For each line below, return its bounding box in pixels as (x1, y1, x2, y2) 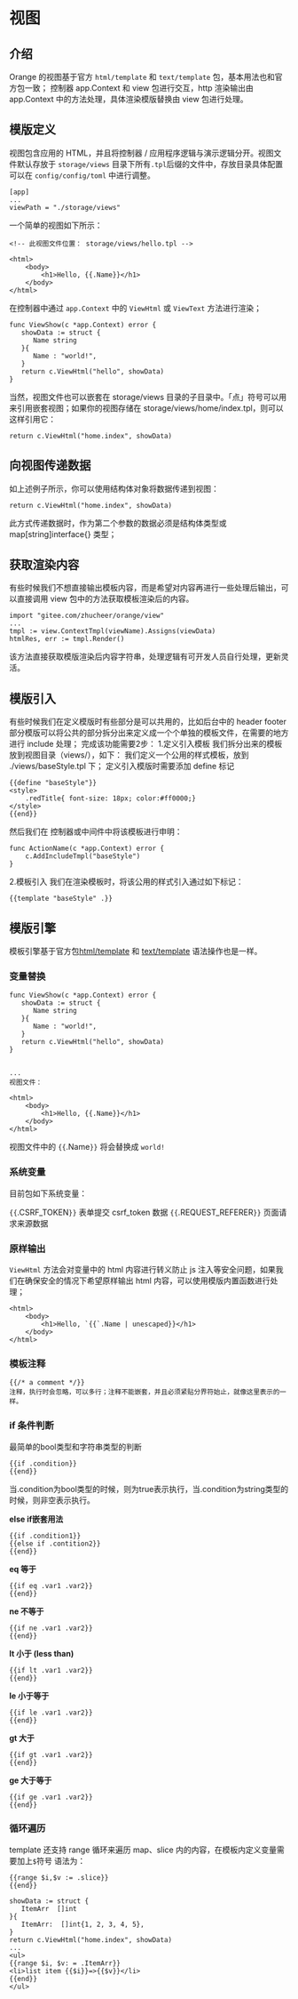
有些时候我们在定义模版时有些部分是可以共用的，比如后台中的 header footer (9, 717, 286, 727)
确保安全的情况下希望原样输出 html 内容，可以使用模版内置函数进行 (24, 1275, 271, 1286)
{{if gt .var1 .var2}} (9, 1750, 93, 1759)
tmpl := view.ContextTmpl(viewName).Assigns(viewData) (9, 627, 216, 636)
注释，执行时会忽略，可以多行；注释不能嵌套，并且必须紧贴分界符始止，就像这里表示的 (9, 1388, 280, 1397)
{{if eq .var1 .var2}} (9, 1581, 93, 1590)
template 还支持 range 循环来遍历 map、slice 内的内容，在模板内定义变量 (9, 1844, 278, 1855)
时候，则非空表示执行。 (9, 1495, 95, 1505)
